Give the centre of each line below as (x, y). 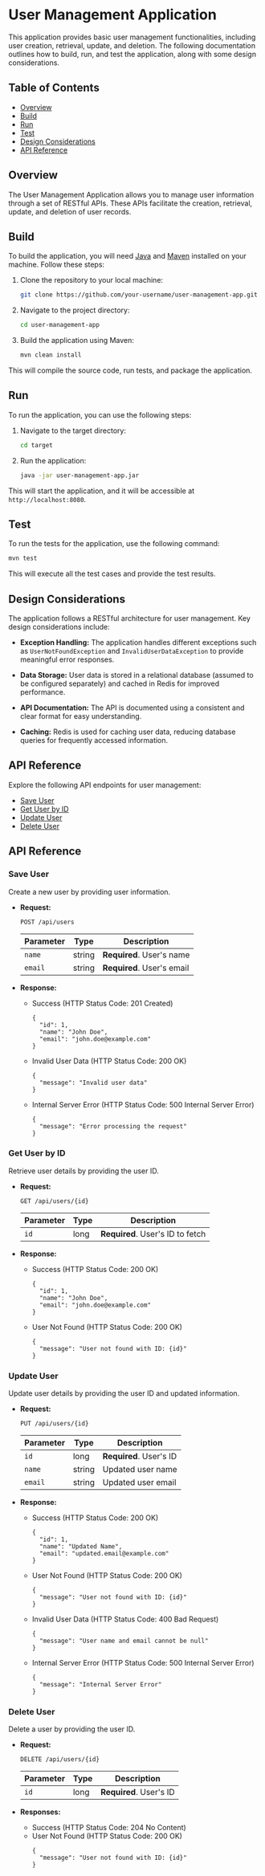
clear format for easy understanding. (81, 716)
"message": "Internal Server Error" (100, 1685)
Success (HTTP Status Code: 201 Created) (102, 1003)
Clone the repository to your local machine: (91, 280)
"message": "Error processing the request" (113, 1126)
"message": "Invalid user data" (93, 1083)
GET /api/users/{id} (54, 1201)
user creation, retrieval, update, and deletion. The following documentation (132, 45)
